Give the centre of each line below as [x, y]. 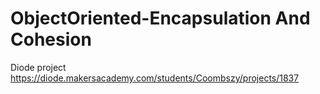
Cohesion [51, 39]
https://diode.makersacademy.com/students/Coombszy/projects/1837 [155, 78]
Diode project [38, 67]
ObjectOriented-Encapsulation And [160, 18]
